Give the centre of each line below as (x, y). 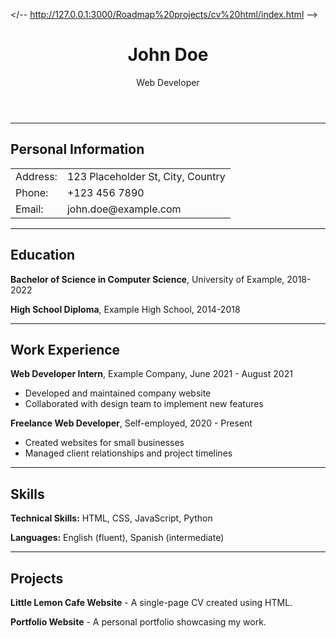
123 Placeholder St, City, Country (146, 176)
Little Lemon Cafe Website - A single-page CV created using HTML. (151, 602)
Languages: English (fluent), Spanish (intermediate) (117, 538)
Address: (36, 176)
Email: (29, 209)
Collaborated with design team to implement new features (144, 404)
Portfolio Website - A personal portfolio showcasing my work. (138, 622)
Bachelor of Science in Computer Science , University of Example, (147, 279)
